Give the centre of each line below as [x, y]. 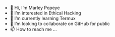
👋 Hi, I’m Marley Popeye [35, 8]
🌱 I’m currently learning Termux [43, 18]
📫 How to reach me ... [33, 29]
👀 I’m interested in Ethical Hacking [45, 13]
